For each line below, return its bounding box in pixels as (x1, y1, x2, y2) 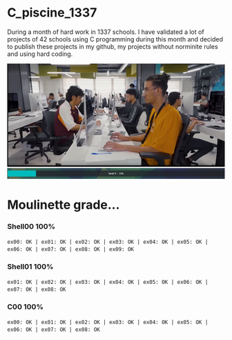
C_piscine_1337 (7, 5, 97, 21)
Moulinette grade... (7, 197, 120, 212)
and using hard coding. (7, 50, 73, 58)
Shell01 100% (7, 261, 54, 271)
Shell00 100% (7, 221, 56, 231)
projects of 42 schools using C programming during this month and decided (7, 35, 223, 43)
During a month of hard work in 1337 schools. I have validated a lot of (7, 28, 205, 36)
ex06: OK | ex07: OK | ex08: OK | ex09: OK (7, 245, 135, 253)
